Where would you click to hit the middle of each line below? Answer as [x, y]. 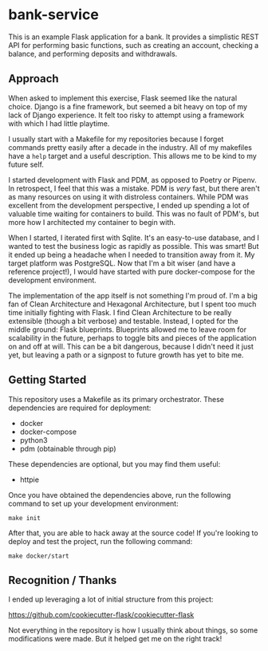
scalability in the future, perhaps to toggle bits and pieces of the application [132, 337]
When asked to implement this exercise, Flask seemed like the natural [123, 98]
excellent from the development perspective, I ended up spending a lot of [129, 205]
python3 [33, 440]
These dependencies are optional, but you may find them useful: [114, 464]
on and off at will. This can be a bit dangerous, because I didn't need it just [131, 346]
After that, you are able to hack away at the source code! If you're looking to [133, 533]
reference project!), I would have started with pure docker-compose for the [132, 271]
